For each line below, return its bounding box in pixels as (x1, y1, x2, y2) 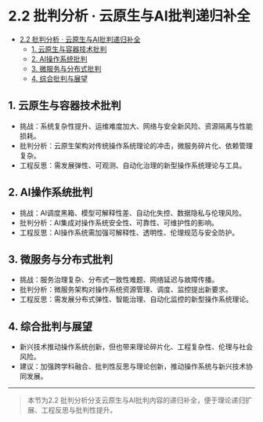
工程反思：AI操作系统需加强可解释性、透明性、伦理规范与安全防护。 (19, 227, 240, 237)
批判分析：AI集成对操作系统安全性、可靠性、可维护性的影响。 (19, 217, 219, 227)
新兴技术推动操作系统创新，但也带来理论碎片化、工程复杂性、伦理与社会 (19, 342, 253, 351)
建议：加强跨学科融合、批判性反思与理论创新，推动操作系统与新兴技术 (19, 362, 247, 371)
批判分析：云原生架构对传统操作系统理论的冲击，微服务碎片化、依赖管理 (19, 140, 253, 150)
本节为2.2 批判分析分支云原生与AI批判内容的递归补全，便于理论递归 (27, 395, 246, 405)
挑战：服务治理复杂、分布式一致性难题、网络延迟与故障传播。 (19, 275, 219, 285)
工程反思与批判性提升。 (41, 406, 117, 415)
